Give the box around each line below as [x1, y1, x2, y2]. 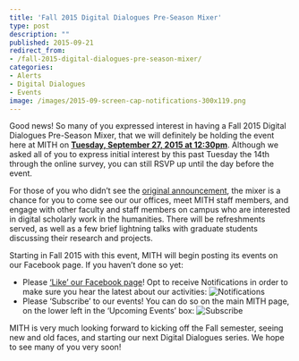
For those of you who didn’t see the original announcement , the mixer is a [9, 185, 281, 197]
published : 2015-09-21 [9, 38, 94, 47]
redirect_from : [9, 46, 66, 55]
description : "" [9, 29, 70, 38]
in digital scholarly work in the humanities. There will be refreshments [9, 214, 266, 224]
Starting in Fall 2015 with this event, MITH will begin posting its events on [9, 250, 278, 261]
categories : [9, 63, 54, 72]
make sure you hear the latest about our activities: [21, 287, 208, 298]
